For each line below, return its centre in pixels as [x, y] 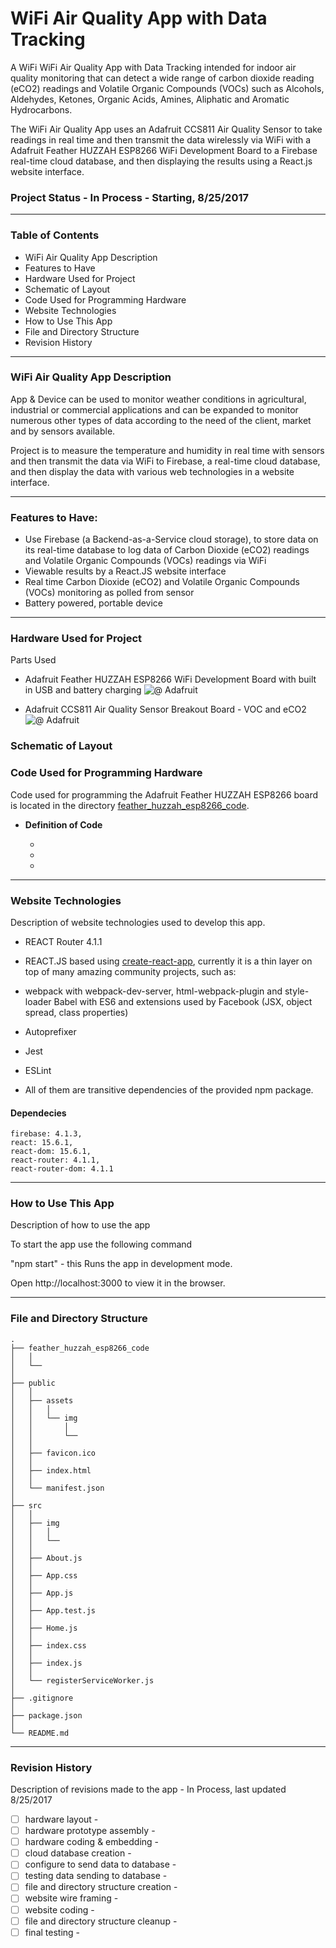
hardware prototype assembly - [90, 1831]
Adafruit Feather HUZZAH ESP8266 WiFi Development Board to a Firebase [164, 150]
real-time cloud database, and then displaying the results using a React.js [161, 161]
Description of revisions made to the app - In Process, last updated [148, 1789]
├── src [26, 1505]
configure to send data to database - [100, 1864]
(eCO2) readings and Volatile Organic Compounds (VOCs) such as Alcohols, [167, 88]
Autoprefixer [50, 1031]
